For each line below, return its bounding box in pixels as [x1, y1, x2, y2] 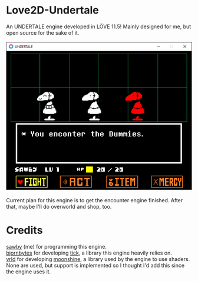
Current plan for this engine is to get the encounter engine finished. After [6, 196, 183, 203]
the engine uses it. [6, 268, 51, 275]
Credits [6, 224, 43, 237]
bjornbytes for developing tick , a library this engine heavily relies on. [6, 249, 173, 256]
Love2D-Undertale [6, 4, 99, 17]
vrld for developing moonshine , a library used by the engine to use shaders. [6, 255, 190, 262]
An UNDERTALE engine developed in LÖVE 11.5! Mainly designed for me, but [6, 23, 192, 30]
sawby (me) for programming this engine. [6, 243, 107, 250]
